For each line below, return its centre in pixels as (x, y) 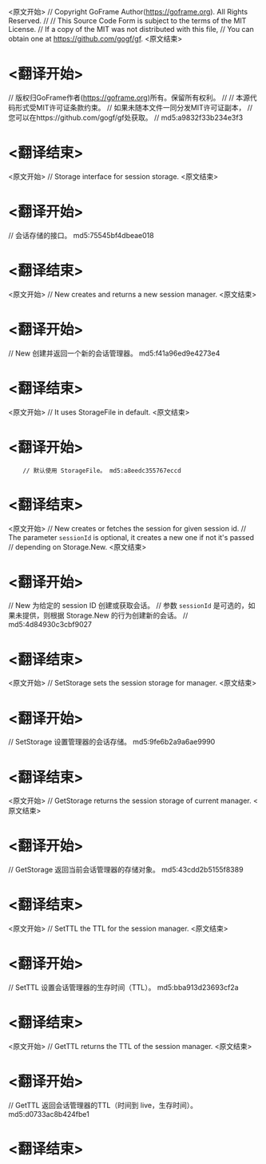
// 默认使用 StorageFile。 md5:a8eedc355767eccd (102, 471)
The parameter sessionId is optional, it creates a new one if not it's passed (131, 537)
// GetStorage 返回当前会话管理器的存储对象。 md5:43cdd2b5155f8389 (126, 870)
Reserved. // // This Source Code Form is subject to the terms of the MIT (127, 21)
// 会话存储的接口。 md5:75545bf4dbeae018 (81, 235)
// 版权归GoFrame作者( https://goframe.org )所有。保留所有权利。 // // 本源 (129, 97)
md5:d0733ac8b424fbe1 (49, 1114)
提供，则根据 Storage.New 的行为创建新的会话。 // (105, 616)
